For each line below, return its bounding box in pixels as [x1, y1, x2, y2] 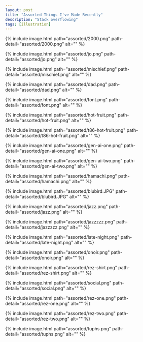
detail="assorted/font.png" [5, 102, 62, 108]
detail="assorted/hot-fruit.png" [5, 118, 70, 124]
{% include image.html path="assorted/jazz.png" [5, 204, 108, 210]
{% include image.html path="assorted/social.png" [5, 280, 112, 286]
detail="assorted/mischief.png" [5, 72, 71, 78]
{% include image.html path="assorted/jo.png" [5, 51, 103, 57]
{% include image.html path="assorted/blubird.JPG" [5, 188, 115, 194]
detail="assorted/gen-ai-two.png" [5, 163, 77, 169]
